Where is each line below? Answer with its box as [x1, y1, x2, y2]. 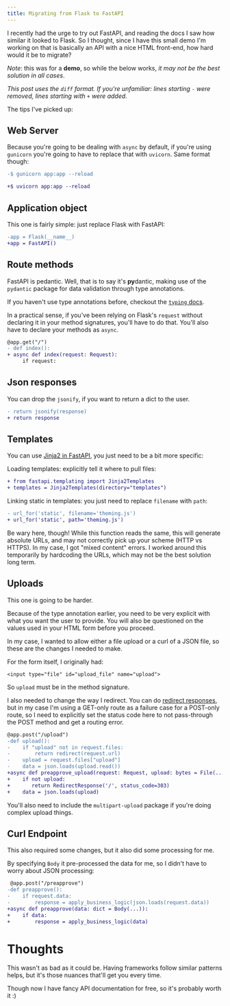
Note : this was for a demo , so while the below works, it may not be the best [7, 64, 220, 72]
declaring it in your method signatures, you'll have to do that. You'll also [7, 318, 209, 326]
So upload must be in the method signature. [7, 683, 130, 691]
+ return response [7, 414, 60, 421]
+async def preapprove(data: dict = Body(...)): [7, 905, 149, 912]
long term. [7, 557, 36, 566]
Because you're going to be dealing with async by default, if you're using [7, 143, 212, 151]
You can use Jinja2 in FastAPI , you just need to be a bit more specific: [7, 451, 204, 460]
